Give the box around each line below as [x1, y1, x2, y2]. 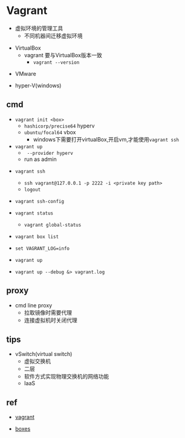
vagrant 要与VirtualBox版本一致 [24, 51, 103, 58]
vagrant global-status [24, 222, 82, 228]
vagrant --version [33, 59, 80, 66]
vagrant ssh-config [15, 198, 65, 204]
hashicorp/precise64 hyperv [24, 122, 95, 129]
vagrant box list [15, 233, 59, 240]
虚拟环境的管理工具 [15, 24, 63, 32]
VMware [15, 70, 36, 77]
